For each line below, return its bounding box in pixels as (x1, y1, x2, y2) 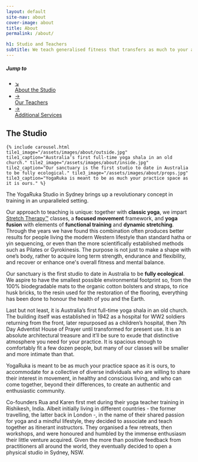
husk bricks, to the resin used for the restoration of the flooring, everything (6, 289, 188, 296)
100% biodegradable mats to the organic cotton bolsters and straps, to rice (6, 282, 189, 289)
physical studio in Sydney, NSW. (6, 448, 84, 456)
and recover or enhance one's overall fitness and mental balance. (6, 258, 166, 266)
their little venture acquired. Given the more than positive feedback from (6, 436, 181, 443)
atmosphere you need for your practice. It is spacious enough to (6, 338, 162, 345)
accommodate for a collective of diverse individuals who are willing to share (6, 368, 191, 375)
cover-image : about (6, 19, 54, 25)
